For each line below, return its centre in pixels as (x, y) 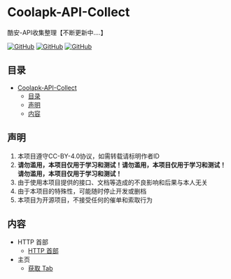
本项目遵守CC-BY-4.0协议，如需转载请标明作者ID (88, 156)
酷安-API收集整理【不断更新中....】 (57, 32)
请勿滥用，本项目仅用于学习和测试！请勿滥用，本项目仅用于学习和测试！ (121, 165)
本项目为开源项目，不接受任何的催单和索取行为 (85, 200)
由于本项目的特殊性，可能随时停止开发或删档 (82, 191)
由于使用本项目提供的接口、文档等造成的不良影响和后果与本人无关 (112, 182)
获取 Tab (40, 268)
